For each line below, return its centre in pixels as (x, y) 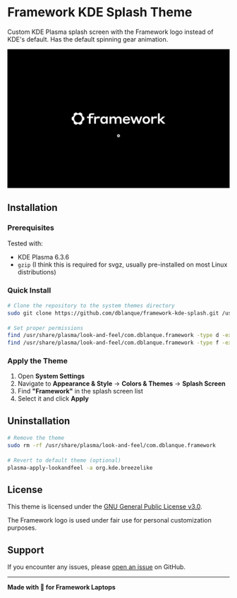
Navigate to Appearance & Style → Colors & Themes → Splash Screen (121, 384)
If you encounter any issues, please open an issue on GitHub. (96, 567)
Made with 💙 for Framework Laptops (62, 587)
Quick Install (29, 290)
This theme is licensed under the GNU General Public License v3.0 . (105, 507)
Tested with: (25, 243)
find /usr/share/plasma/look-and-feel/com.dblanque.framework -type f (113, 343)
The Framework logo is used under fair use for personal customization (109, 520)
